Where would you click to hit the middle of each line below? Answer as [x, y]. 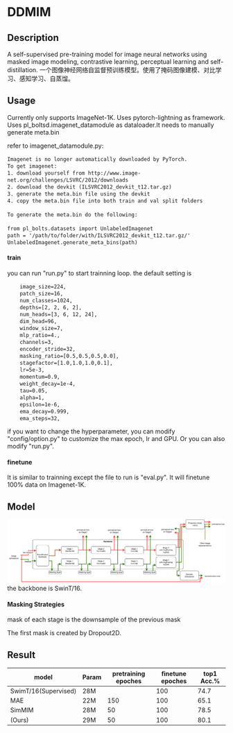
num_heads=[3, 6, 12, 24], [59, 315]
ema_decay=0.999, [45, 412]
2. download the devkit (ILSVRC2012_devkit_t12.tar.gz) [89, 187]
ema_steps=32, [40, 419]
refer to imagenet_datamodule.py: [55, 146]
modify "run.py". [31, 446]
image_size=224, [43, 287]
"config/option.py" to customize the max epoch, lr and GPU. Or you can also [116, 439]
